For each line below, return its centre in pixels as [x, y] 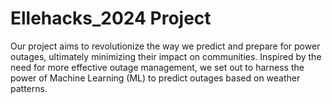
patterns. [29, 88]
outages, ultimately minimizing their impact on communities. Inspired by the [166, 56]
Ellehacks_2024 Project [111, 18]
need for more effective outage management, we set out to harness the [157, 67]
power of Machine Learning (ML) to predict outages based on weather [155, 78]
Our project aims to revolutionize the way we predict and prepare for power [165, 46]
